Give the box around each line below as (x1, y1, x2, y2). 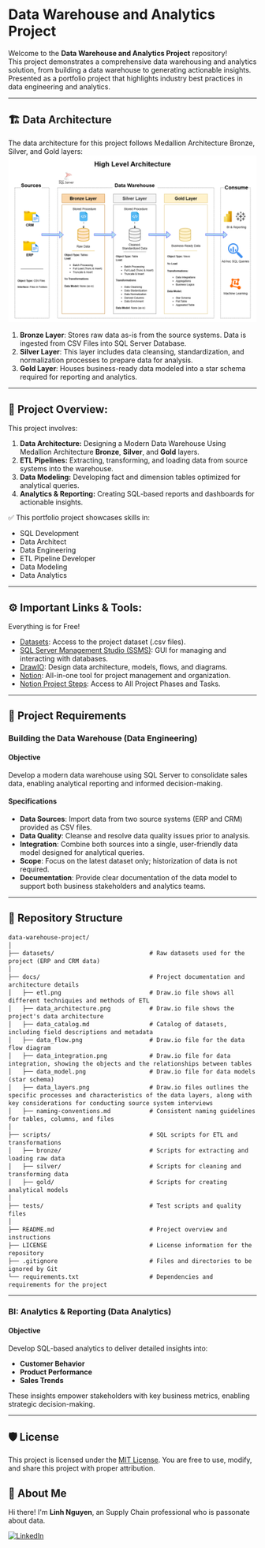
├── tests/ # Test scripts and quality (8, 1201, 242, 1209)
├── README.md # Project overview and (8, 1225, 227, 1233)
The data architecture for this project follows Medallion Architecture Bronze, (8, 138, 255, 148)
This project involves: (8, 424, 78, 433)
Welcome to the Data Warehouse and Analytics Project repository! (8, 48, 227, 58)
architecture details (8, 980, 80, 988)
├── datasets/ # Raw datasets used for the (8, 949, 245, 957)
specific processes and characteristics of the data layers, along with (8, 1091, 252, 1099)
